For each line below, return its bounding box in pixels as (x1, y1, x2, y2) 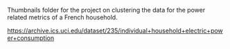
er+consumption (7, 34, 54, 42)
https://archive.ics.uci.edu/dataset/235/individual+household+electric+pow (7, 27, 223, 35)
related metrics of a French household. (7, 13, 118, 21)
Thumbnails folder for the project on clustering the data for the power (7, 6, 206, 14)
